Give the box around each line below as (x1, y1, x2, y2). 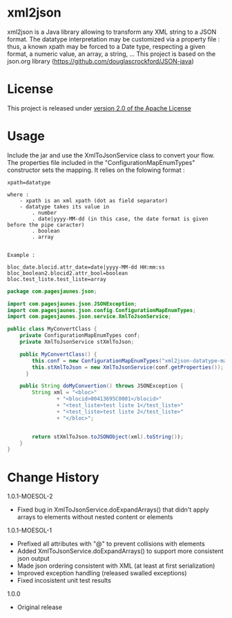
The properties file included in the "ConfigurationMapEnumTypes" (7, 158, 195, 166)
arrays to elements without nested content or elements (17, 513, 173, 521)
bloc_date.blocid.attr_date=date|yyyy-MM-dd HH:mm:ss (7, 264, 166, 271)
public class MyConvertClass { (7, 326, 97, 333)
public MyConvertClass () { (19, 351, 97, 358)
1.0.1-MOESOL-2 (7, 492, 53, 501)
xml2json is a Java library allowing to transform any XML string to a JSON (7, 28, 217, 36)
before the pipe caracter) (7, 221, 85, 229)
